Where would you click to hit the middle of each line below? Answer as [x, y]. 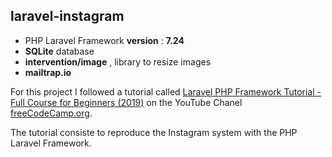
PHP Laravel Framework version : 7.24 [104, 40]
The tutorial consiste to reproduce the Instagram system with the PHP [154, 132]
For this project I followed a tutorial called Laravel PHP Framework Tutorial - [166, 91]
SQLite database [59, 51]
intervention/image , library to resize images [118, 61]
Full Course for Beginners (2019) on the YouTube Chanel [126, 102]
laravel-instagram [67, 16]
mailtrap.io [48, 72]
